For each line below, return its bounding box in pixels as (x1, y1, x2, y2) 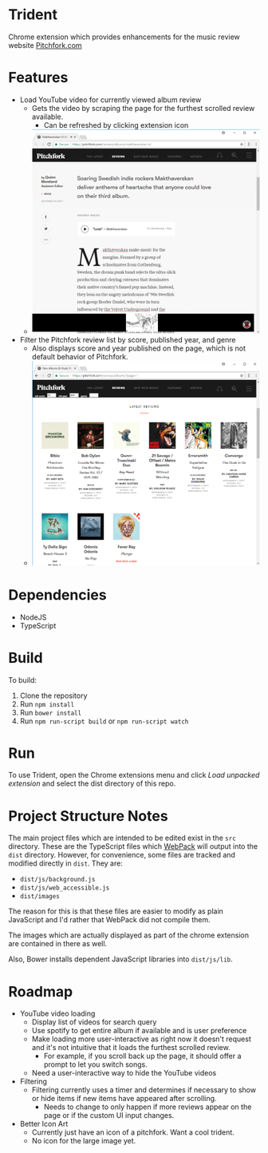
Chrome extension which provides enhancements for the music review (8, 32, 241, 42)
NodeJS (19, 612, 47, 622)
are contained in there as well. (8, 939, 108, 949)
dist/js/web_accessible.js (19, 884, 110, 892)
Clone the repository (19, 691, 88, 700)
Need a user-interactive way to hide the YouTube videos (31, 1068, 217, 1078)
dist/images (19, 893, 60, 901)
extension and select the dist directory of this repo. (8, 779, 176, 788)
